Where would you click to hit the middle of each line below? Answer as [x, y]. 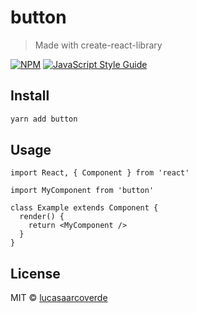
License [35, 273]
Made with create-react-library [98, 45]
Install [30, 96]
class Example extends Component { [84, 208]
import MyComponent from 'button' [82, 191]
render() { [42, 217]
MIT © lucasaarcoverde [59, 298]
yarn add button [44, 119]
